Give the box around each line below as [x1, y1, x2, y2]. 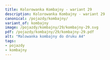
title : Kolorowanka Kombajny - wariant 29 [5, 7, 92, 12]
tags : [5, 39, 16, 44]
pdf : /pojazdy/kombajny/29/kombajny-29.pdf [5, 30, 94, 34]
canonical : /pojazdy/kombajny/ [5, 16, 68, 21]
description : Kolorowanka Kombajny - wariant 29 [5, 12, 105, 16]
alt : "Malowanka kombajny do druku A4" [5, 34, 86, 39]
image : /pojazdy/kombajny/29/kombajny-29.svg [5, 25, 98, 30]
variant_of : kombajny [5, 20, 49, 26]
